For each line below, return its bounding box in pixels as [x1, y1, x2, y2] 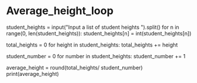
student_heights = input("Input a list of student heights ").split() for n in [6, 24, 180, 31]
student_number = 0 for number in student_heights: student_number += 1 [6, 52, 186, 59]
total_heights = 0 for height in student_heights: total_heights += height [6, 41, 178, 48]
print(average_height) [6, 70, 59, 77]
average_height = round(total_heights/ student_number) [6, 64, 143, 71]
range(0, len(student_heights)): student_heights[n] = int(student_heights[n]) [6, 29, 192, 36]
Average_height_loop [6, 4, 114, 18]
